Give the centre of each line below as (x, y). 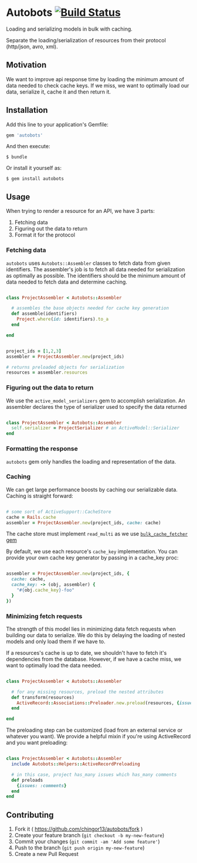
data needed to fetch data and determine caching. (67, 282)
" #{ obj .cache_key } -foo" (46, 590)
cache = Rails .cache (31, 517)
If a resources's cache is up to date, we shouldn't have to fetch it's (86, 652)
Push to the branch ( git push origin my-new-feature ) (79, 848)
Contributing (30, 815)
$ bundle (17, 157)
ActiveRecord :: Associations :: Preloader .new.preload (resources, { (98, 703)
